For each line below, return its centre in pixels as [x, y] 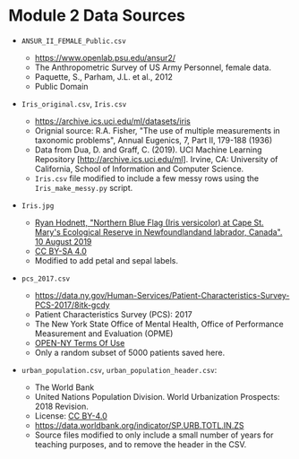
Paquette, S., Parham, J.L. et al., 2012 [104, 76]
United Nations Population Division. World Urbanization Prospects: [157, 396]
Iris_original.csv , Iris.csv [74, 103]
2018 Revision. [61, 406]
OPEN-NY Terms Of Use [80, 342]
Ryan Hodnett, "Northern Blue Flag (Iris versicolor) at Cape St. [149, 222]
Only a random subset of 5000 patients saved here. [130, 352]
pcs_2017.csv [46, 279]
